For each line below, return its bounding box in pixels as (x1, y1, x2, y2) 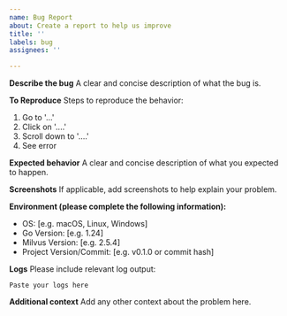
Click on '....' (21, 121, 67, 133)
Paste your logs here (9, 281, 89, 290)
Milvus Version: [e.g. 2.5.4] (21, 237, 121, 248)
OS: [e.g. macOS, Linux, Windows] (21, 219, 148, 229)
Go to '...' (21, 112, 55, 123)
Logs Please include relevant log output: (9, 264, 156, 274)
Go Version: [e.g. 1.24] (21, 227, 104, 239)
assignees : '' (9, 46, 62, 55)
